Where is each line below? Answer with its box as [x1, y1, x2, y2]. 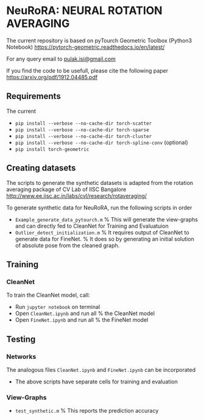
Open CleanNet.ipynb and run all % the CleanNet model [15, 310, 155, 317]
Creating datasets [6, 163, 76, 173]
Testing [6, 334, 36, 344]
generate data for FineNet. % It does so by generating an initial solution [15, 235, 195, 242]
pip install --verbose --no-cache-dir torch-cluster [15, 133, 152, 139]
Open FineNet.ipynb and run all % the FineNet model [15, 316, 149, 324]
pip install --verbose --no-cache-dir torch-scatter [15, 120, 152, 126]
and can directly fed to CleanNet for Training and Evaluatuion [15, 222, 169, 230]
